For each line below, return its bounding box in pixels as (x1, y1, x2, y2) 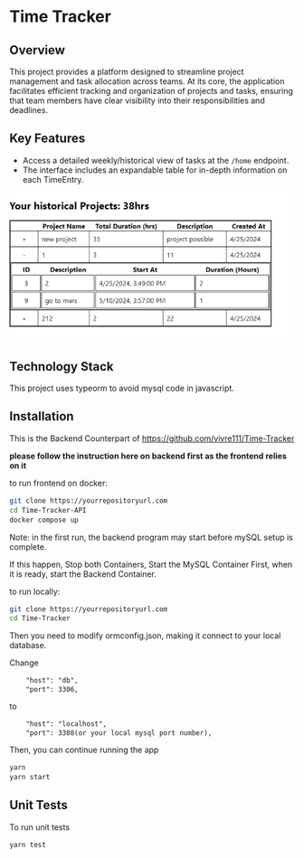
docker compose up (9, 515, 79, 524)
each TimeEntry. (22, 174, 84, 184)
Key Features (9, 131, 86, 146)
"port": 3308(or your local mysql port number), (25, 729, 213, 738)
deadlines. (9, 105, 48, 115)
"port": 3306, (25, 685, 79, 694)
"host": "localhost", (25, 720, 107, 729)
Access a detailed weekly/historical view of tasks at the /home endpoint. (22, 155, 290, 165)
